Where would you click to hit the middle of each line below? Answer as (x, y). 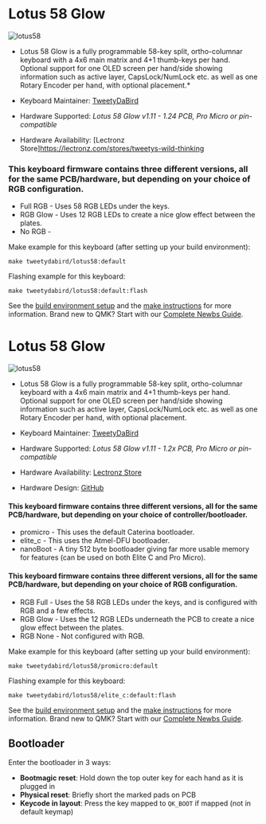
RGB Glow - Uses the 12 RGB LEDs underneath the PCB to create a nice (137, 619)
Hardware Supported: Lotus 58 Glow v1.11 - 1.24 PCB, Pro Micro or (128, 115)
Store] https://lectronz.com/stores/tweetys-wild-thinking (112, 148)
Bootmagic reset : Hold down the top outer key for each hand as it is (131, 778)
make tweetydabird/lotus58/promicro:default (83, 666)
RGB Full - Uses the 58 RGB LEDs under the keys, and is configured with (138, 602)
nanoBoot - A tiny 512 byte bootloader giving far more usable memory (134, 549)
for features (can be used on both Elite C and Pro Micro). (113, 557)
